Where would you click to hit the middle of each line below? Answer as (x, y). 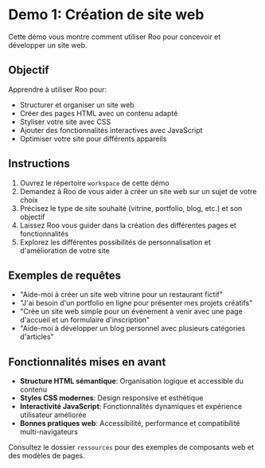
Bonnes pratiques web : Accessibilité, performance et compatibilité (130, 423)
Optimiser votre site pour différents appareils (93, 138)
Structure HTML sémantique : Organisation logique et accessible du (132, 381)
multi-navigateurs (49, 432)
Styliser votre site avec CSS (65, 122)
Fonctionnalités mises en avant (87, 362)
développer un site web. (48, 45)
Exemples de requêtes (65, 275)
